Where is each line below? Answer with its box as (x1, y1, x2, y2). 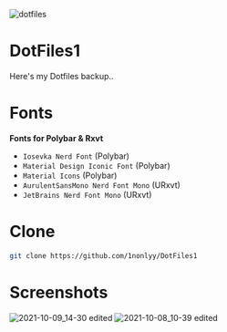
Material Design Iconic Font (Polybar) (22, 160, 170, 171)
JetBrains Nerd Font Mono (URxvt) (22, 189, 152, 200)
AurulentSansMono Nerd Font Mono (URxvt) (22, 179, 181, 191)
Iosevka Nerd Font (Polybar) (22, 150, 130, 161)
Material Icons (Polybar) (22, 170, 118, 181)
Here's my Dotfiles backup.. (9, 70, 114, 81)
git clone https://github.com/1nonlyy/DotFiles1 (9, 251, 198, 260)
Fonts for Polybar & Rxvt (9, 132, 104, 143)
